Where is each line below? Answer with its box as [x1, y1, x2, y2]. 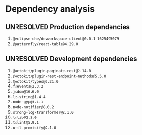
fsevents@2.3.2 [12, 84, 44, 89]
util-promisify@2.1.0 [12, 125, 56, 130]
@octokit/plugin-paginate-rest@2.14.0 [12, 68, 91, 73]
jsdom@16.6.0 [12, 89, 39, 94]
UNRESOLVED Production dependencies [5, 23, 130, 31]
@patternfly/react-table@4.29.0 [12, 42, 78, 47]
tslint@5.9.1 [12, 120, 39, 125]
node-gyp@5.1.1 [12, 100, 44, 104]
